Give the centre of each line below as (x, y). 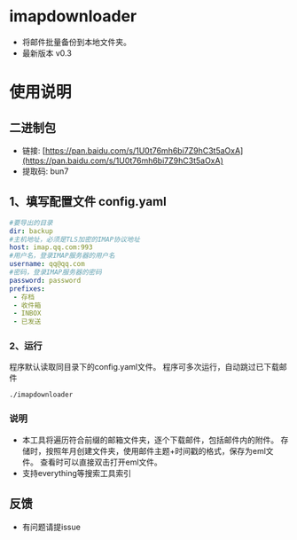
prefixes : (27, 289)
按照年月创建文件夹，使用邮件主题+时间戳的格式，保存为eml (156, 450)
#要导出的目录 (31, 223)
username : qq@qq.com (47, 264)
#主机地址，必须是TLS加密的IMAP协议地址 (74, 239)
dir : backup (31, 231)
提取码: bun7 (45, 171)
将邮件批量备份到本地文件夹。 (76, 42)
